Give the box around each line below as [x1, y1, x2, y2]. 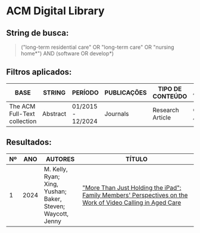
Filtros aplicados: [6, 67, 72, 77]
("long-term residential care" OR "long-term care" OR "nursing [20, 43, 174, 51]
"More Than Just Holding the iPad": [82, 183, 182, 191]
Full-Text [9, 109, 35, 118]
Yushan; [43, 187, 67, 196]
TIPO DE [158, 84, 182, 93]
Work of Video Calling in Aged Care [82, 198, 182, 206]
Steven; [43, 202, 65, 210]
